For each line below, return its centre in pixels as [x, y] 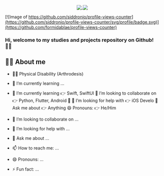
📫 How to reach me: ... [35, 148]
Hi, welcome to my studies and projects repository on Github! [80, 40]
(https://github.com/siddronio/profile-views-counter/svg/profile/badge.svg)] [82, 22]
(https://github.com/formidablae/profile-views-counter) [61, 27]
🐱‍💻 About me [25, 62]
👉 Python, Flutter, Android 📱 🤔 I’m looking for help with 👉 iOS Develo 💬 [85, 101]
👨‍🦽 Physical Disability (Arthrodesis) [48, 74]
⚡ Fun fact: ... [25, 169]
